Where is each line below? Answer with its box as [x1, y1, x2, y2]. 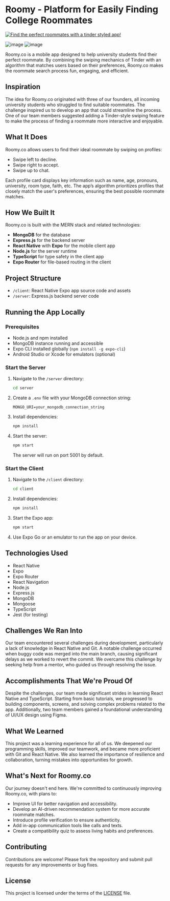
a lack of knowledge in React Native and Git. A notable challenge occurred [5, 645, 162, 651]
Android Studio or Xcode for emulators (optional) [12, 351, 116, 357]
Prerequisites [5, 323, 39, 330]
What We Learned [5, 727, 64, 735]
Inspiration [5, 83, 41, 91]
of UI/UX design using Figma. [5, 712, 67, 718]
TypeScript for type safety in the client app [12, 254, 104, 260]
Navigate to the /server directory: [12, 376, 84, 382]
